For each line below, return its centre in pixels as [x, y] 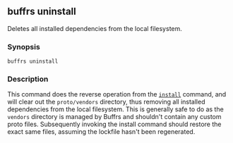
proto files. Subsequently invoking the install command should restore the [114, 124]
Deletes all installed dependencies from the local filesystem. [95, 28]
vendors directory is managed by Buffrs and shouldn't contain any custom [114, 117]
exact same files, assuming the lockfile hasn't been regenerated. [101, 132]
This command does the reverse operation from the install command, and [117, 94]
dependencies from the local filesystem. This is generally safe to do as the [115, 109]
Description [28, 79]
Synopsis [24, 46]
